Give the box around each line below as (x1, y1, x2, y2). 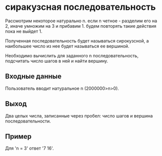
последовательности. (5, 118, 51, 124)
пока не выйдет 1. (5, 28, 43, 34)
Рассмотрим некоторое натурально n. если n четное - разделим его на (5, 18, 158, 24)
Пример (5, 132, 32, 141)
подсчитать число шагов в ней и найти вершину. (5, 58, 108, 64)
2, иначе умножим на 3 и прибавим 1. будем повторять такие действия (5, 23, 157, 29)
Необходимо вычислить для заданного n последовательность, (5, 52, 139, 58)
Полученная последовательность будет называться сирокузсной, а (5, 38, 149, 43)
